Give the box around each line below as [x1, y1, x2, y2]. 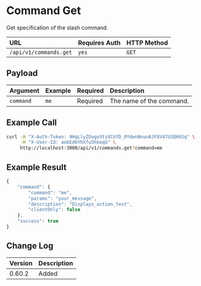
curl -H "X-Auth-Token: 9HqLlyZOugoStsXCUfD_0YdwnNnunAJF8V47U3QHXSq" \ [6, 134, 196, 140]
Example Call [6, 118, 57, 128]
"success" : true [17, 218, 59, 224]
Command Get [6, 4, 81, 18]
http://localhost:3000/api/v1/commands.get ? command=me [20, 145, 163, 151]
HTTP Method [126, 38, 168, 47]
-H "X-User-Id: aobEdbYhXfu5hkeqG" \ [20, 139, 116, 146]
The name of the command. [109, 96, 189, 105]
